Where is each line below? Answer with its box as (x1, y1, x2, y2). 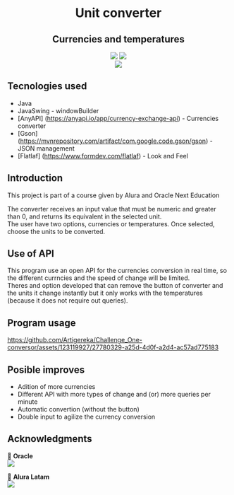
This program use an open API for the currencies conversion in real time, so (7, 267, 228, 275)
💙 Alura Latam (7, 472, 50, 481)
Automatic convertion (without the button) (17, 405, 140, 414)
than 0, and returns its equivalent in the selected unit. (7, 212, 162, 221)
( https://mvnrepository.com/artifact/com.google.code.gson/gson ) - (17, 136, 213, 145)
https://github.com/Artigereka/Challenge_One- (7, 336, 142, 344)
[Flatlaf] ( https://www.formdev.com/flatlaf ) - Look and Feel (17, 151, 189, 160)
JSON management (17, 144, 75, 153)
